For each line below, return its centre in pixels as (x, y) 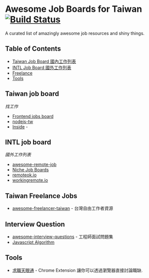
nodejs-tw (23, 121)
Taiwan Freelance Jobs (41, 196)
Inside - (20, 126)
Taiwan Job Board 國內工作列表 (44, 61)
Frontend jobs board (33, 116)
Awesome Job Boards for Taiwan (74, 9)
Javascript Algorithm (33, 242)
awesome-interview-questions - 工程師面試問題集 (63, 237)
